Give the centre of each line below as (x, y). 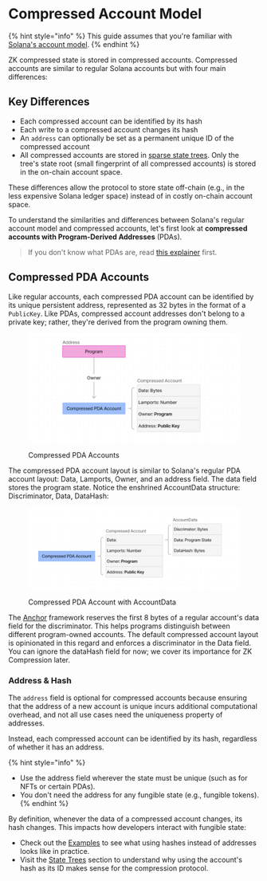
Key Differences (49, 102)
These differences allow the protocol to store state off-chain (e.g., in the (127, 187)
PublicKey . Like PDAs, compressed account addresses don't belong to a (127, 313)
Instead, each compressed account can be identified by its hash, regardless (133, 739)
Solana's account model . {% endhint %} (74, 44)
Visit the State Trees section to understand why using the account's (131, 860)
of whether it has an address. (57, 747)
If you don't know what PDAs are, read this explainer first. (122, 252)
